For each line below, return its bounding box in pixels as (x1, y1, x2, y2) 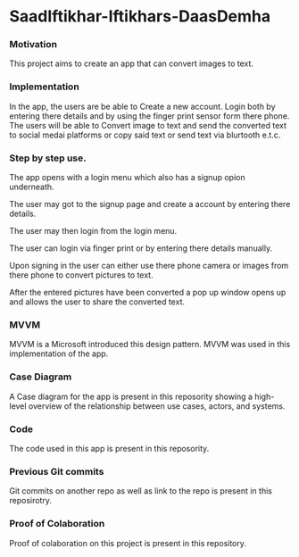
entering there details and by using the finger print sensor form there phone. (9, 110, 290, 121)
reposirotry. (9, 495, 52, 506)
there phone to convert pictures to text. (9, 270, 154, 280)
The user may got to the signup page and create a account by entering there (9, 199, 291, 210)
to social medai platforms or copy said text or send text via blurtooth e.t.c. (9, 129, 281, 140)
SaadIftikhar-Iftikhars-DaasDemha (9, 6, 271, 27)
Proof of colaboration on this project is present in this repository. (9, 537, 247, 548)
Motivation (9, 38, 58, 51)
